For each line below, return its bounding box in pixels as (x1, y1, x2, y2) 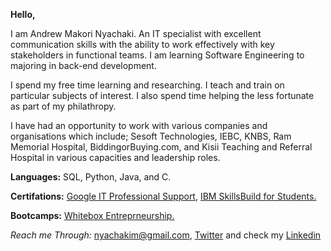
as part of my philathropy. (10, 100, 117, 112)
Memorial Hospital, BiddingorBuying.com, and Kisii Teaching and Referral (10, 141, 313, 153)
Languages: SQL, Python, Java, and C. (10, 171, 172, 183)
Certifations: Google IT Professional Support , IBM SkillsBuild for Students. (10, 190, 317, 202)
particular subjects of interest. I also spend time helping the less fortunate (10, 90, 315, 101)
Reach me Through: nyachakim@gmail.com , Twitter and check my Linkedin (10, 229, 322, 241)
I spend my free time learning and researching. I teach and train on (10, 79, 285, 91)
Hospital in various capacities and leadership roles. (10, 152, 221, 163)
